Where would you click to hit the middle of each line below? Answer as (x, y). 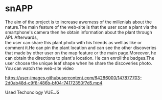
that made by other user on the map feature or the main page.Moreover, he (81, 53)
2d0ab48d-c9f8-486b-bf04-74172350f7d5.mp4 (54, 83)
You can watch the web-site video (40, 68)
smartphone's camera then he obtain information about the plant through (79, 32)
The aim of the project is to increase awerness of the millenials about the (79, 22)
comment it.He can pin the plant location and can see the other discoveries (81, 48)
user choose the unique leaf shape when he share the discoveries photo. (79, 63)
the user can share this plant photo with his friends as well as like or (73, 42)
